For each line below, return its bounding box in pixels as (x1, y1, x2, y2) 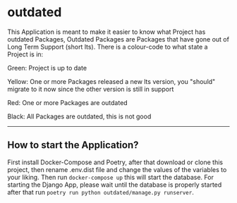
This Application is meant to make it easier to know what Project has (7, 27, 206, 36)
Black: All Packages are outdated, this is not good (7, 112, 152, 121)
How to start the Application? (7, 139, 139, 152)
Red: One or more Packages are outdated (7, 98, 128, 106)
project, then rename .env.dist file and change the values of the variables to (7, 165, 227, 173)
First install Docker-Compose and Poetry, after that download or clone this (7, 158, 224, 166)
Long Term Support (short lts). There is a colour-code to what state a (7, 42, 208, 51)
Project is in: (7, 50, 44, 59)
